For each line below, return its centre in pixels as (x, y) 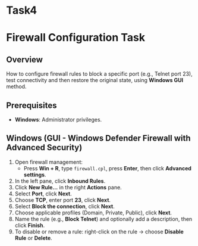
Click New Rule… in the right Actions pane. (68, 187)
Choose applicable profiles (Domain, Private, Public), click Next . (93, 213)
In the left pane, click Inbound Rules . (60, 181)
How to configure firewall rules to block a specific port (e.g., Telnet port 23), (99, 74)
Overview (25, 59)
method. (16, 86)
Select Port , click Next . (43, 194)
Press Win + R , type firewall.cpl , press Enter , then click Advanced (108, 168)
